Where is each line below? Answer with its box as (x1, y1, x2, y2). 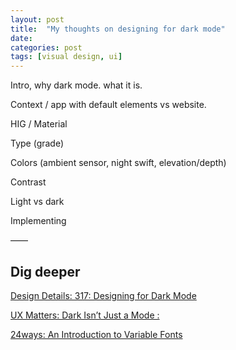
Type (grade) (10, 137, 65, 150)
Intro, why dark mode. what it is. (10, 79, 143, 91)
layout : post (10, 14, 65, 25)
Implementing (10, 215, 67, 227)
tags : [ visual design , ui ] (10, 52, 123, 62)
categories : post (10, 42, 83, 53)
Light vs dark (10, 196, 65, 208)
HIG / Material (10, 118, 68, 130)
